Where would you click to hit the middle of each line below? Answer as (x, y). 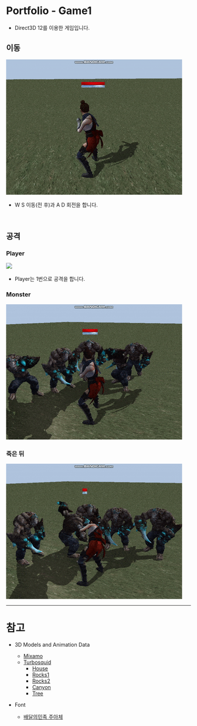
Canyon (41, 687)
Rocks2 (41, 681)
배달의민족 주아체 (43, 717)
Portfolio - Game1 (49, 11)
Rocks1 (41, 674)
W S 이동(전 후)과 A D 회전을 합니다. (56, 205)
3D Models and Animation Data (52, 644)
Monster (18, 294)
